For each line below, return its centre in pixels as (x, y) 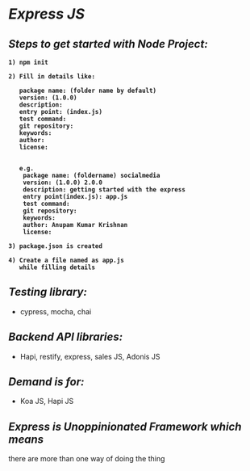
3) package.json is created (56, 246)
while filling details (57, 267)
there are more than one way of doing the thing (87, 459)
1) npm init (28, 62)
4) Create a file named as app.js (67, 260)
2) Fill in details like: (52, 77)
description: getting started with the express (104, 190)
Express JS (46, 14)
